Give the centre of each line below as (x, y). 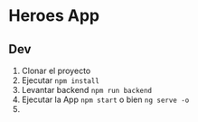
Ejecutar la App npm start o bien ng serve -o (105, 99)
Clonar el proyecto (56, 70)
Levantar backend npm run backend (87, 90)
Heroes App (54, 16)
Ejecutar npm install (61, 80)
